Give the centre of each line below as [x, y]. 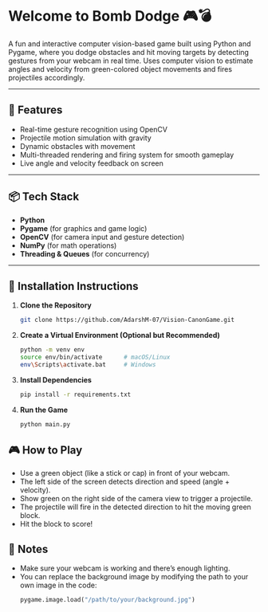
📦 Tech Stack [44, 197]
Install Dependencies [55, 379]
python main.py [45, 424]
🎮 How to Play [45, 451]
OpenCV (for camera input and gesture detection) [102, 237]
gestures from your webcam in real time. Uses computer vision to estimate [131, 61]
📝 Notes [28, 549]
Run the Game [44, 410]
